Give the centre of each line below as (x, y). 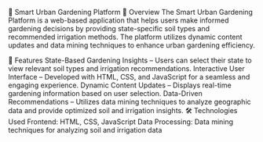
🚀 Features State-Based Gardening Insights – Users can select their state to (130, 60)
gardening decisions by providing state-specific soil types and (109, 28)
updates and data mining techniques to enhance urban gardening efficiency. (131, 45)
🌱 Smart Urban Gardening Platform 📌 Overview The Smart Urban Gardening (131, 12)
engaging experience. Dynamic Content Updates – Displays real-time (120, 85)
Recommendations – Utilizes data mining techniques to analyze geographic (130, 102)
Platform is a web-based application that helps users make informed (119, 20)
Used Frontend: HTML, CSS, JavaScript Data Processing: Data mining (121, 122)
